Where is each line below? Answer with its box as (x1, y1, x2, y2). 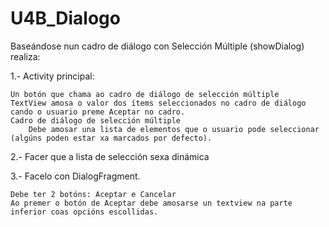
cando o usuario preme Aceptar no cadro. (10, 107, 186, 117)
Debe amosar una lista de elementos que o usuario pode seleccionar (28, 124, 320, 134)
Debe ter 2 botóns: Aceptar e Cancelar (10, 189, 177, 199)
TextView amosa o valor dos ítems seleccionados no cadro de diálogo (10, 98, 307, 108)
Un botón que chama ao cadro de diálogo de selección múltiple (10, 89, 280, 99)
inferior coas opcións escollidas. (10, 207, 159, 217)
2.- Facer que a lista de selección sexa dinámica (10, 150, 210, 162)
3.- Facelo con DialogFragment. (10, 170, 141, 182)
